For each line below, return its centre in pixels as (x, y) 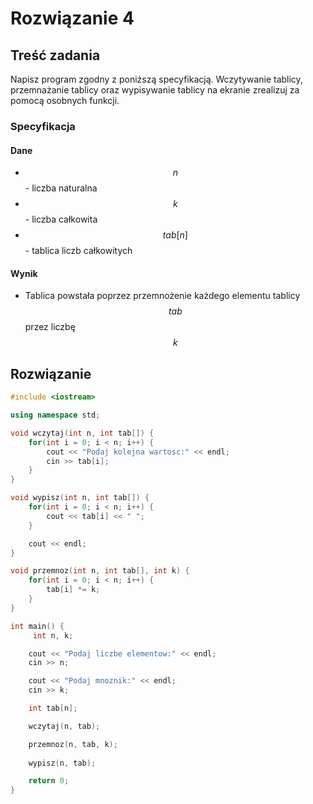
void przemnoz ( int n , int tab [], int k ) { (100, 571)
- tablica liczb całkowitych (78, 251)
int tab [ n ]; (53, 708)
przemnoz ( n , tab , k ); (73, 744)
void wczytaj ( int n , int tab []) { (82, 433)
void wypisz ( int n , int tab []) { (80, 498)
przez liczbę (50, 327)
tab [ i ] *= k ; (73, 590)
